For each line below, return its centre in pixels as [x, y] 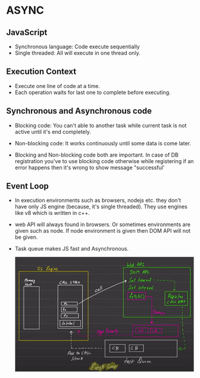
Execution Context [41, 72]
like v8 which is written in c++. [52, 213]
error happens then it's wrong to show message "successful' [90, 167]
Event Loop [28, 186]
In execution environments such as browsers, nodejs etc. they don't [98, 201]
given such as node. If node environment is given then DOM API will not [103, 231]
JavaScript [27, 32]
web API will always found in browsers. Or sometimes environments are [102, 224]
